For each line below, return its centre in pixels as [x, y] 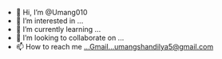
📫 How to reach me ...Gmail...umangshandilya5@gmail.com [115, 47]
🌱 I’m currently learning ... [58, 29]
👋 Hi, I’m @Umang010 [52, 12]
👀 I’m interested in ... [50, 21]
